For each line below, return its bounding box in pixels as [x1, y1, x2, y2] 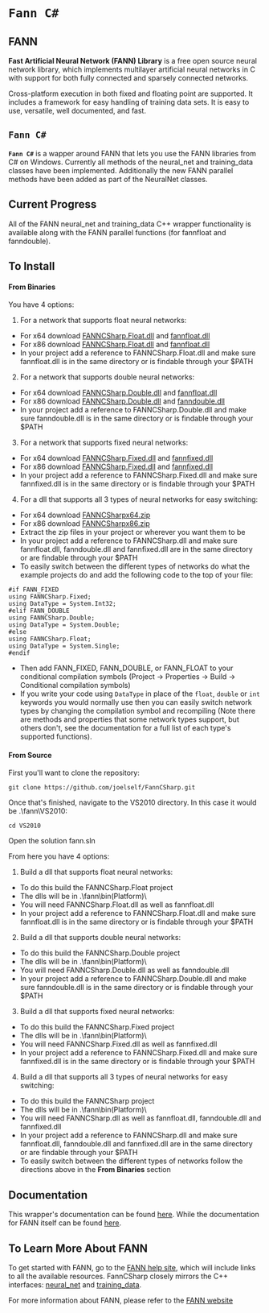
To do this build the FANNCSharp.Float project [19, 883, 173, 893]
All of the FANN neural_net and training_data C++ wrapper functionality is [8, 219, 251, 229]
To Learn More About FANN [8, 1241, 149, 1255]
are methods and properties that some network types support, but [19, 714, 239, 724]
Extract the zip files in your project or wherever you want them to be [19, 528, 246, 537]
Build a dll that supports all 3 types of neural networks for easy [19, 1072, 229, 1082]
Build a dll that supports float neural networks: [19, 868, 173, 877]
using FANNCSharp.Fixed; [8, 593, 92, 601]
